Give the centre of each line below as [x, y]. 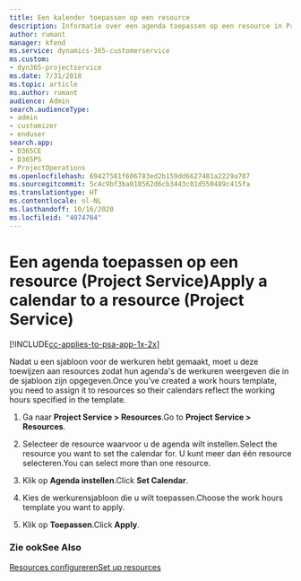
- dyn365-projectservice [56, 68]
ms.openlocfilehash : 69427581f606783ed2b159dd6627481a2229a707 [130, 176]
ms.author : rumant [43, 92]
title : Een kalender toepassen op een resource [100, 17]
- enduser [28, 134]
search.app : [31, 143]
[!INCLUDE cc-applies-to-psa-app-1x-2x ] [85, 344]
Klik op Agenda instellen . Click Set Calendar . [105, 480]
